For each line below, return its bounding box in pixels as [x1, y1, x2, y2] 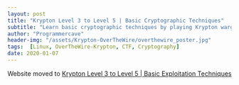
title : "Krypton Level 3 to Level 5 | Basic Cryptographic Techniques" [7, 17, 224, 24]
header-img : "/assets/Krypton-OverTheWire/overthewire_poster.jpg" [7, 37, 212, 44]
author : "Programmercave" [7, 30, 84, 38]
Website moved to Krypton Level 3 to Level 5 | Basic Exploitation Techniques [7, 69, 233, 78]
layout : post [7, 10, 46, 18]
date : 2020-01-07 [7, 50, 59, 57]
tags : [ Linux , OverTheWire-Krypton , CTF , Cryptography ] [7, 43, 180, 50]
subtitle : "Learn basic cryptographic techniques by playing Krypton [7, 23, 218, 30]
